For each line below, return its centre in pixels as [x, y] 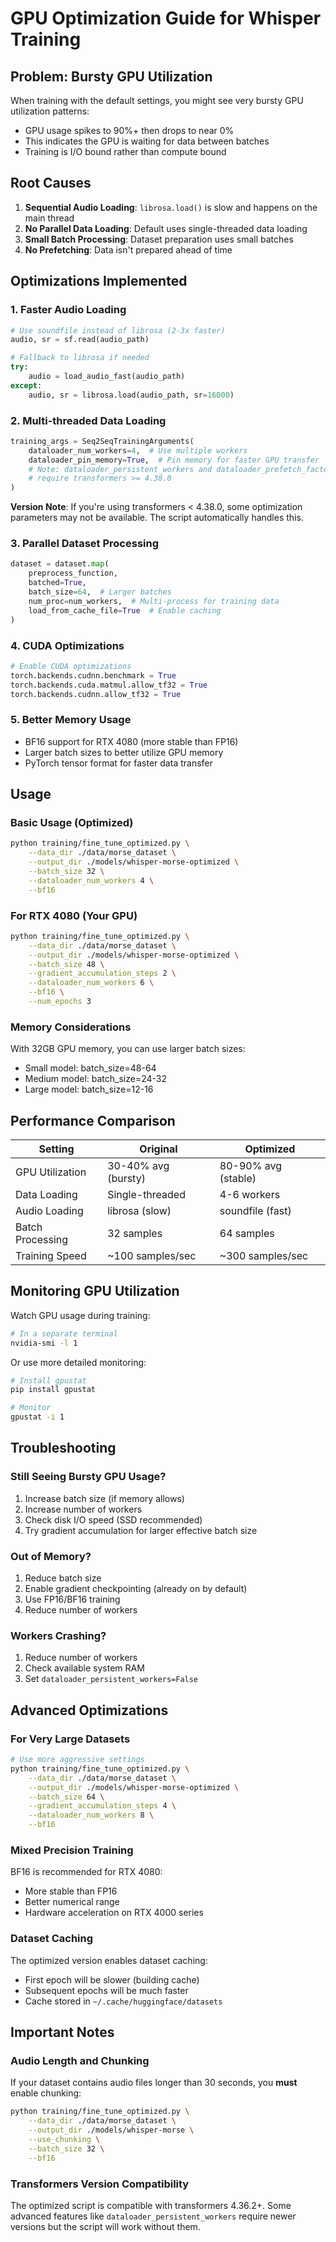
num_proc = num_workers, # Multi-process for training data [154, 601]
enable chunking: [46, 2093]
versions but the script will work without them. [105, 2226]
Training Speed [51, 1256]
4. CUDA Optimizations [67, 645]
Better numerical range [72, 1902]
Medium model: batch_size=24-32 [96, 1079]
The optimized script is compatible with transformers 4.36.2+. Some [151, 2205]
